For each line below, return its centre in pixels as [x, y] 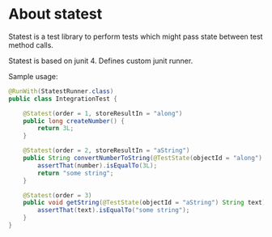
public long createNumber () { [74, 121]
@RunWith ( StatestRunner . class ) [61, 91]
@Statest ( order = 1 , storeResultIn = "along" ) [103, 113]
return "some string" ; [76, 173]
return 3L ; [56, 129]
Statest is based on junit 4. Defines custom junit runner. [101, 61]
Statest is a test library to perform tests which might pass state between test [136, 36]
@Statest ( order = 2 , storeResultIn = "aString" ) [106, 150]
